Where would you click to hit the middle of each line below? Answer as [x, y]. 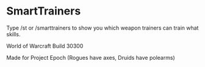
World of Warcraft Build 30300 [45, 46]
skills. [13, 34]
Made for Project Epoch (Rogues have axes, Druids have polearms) [91, 57]
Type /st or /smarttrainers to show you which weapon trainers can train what [103, 28]
